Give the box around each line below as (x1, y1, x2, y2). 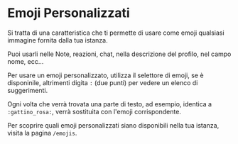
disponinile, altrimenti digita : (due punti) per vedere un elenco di (7, 78, 198, 87)
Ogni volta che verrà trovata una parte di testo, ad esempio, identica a (7, 99, 212, 108)
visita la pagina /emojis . (7, 128, 77, 137)
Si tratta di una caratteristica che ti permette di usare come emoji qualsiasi (7, 28, 225, 37)
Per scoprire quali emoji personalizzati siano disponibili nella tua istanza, (7, 121, 220, 129)
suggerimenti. (7, 86, 48, 94)
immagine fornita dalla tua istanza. (7, 35, 108, 44)
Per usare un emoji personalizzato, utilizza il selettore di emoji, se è (7, 71, 204, 79)
